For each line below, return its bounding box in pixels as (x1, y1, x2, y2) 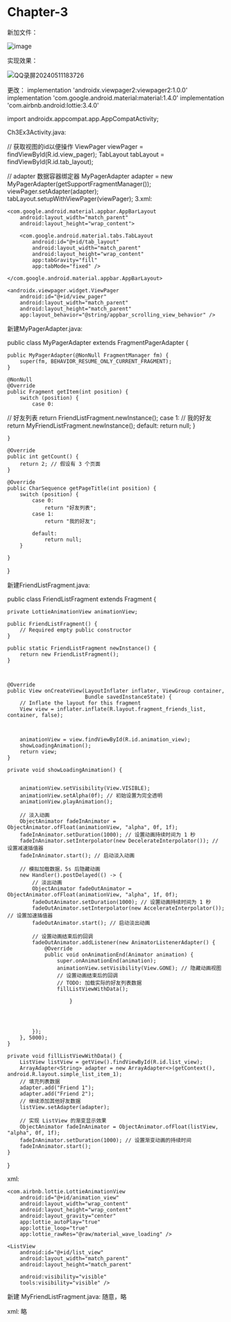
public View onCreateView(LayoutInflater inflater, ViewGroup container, (7, 687, 225, 694)
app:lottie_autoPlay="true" (19, 1218, 101, 1225)
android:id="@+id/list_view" (19, 1249, 104, 1256)
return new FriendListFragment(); (19, 651, 119, 658)
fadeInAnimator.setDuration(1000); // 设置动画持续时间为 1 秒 (19, 831, 196, 838)
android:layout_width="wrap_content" (19, 1200, 129, 1207)
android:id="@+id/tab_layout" (32, 238, 119, 245)
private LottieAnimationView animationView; (7, 608, 138, 615)
